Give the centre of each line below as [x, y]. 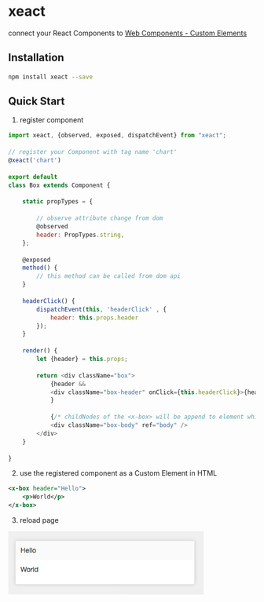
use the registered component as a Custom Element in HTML [118, 473]
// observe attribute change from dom [100, 218]
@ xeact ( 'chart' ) [35, 161]
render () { [40, 351]
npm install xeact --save [50, 77]
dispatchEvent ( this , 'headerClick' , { [102, 309]
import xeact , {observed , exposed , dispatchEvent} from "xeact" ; [117, 136]
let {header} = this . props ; [82, 359]
